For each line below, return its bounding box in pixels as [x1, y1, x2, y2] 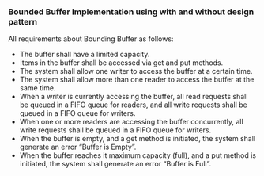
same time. [19, 83, 56, 93]
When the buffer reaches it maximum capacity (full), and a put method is [19, 151, 257, 160]
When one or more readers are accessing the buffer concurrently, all [19, 117, 243, 127]
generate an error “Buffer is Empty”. [19, 142, 137, 152]
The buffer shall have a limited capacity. [19, 50, 150, 59]
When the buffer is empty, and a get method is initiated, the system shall [19, 134, 255, 143]
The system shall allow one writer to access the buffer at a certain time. [19, 67, 253, 76]
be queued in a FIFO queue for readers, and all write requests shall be [19, 100, 247, 109]
